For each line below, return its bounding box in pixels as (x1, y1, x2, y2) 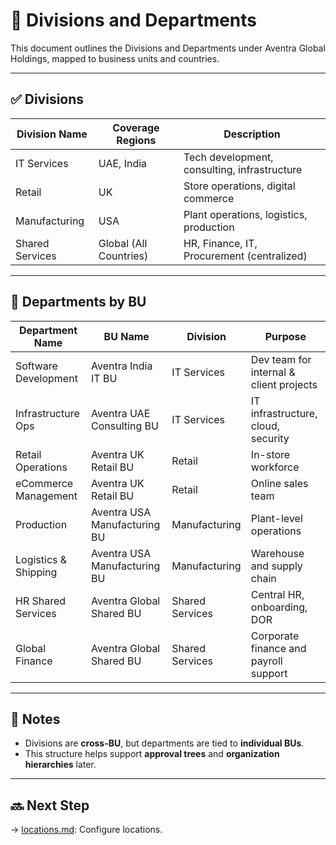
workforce (250, 460, 300, 474)
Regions (116, 133, 157, 147)
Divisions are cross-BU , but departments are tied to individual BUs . (24, 737, 305, 749)
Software (15, 359, 58, 373)
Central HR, (250, 587, 305, 601)
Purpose (264, 329, 307, 343)
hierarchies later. (24, 759, 97, 771)
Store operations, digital (183, 179, 296, 193)
